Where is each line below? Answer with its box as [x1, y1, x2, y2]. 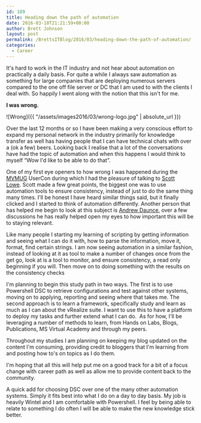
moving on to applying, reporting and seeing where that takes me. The [6, 293, 179, 301]
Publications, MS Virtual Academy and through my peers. [6, 325, 148, 332]
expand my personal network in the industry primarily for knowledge [6, 131, 175, 138]
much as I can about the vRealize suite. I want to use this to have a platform [6, 306, 193, 313]
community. [6, 374, 35, 381]
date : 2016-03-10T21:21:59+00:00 [6, 20, 90, 26]
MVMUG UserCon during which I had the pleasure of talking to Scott [6, 175, 175, 182]
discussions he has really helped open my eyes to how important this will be [6, 212, 194, 220]
